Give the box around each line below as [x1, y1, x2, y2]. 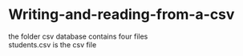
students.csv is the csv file [8, 39, 97, 49]
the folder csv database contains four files [8, 32, 148, 41]
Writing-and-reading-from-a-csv [8, 6, 235, 24]
